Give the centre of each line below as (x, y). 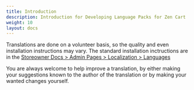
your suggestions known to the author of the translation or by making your (96, 75)
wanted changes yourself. (38, 81)
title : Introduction (32, 11)
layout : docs (22, 28)
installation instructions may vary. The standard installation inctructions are (97, 51)
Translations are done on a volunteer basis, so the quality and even (88, 45)
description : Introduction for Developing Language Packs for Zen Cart (96, 17)
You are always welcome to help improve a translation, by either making (93, 69)
